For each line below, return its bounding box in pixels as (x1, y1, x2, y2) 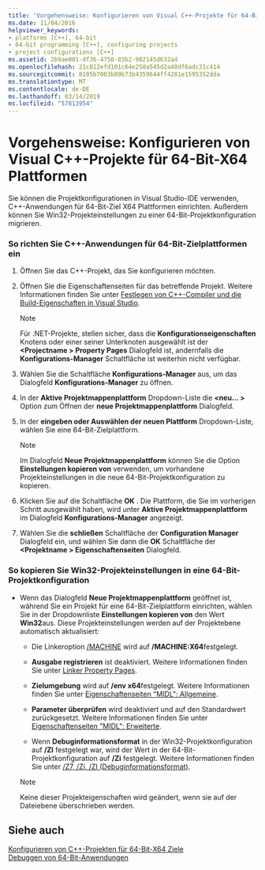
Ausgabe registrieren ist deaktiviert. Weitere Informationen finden (31, 657, 248, 666)
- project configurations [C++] (8, 48, 114, 56)
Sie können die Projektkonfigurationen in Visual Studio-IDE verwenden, (8, 194, 239, 203)
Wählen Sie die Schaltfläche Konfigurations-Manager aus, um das (19, 369, 237, 379)
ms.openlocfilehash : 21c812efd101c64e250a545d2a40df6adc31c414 (8, 63, 221, 71)
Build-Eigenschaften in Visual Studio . (19, 298, 140, 308)
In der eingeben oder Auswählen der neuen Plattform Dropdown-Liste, (19, 416, 254, 427)
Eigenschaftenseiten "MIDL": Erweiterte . (31, 721, 162, 731)
